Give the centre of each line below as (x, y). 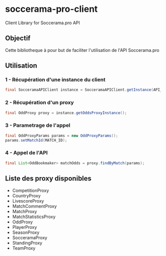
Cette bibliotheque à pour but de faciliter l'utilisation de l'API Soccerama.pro (82, 50)
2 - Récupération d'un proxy (40, 103)
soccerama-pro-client (51, 9)
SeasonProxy (26, 232)
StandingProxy (27, 243)
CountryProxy (26, 195)
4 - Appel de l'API (26, 153)
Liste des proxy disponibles (48, 179)
